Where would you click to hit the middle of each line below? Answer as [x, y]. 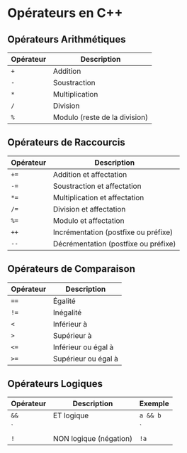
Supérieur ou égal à [85, 359]
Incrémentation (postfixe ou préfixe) [113, 232]
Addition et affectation [90, 174]
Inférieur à [70, 324]
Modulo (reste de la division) [101, 117]
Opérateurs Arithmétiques [67, 39]
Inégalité [67, 312]
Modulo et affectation [89, 220]
